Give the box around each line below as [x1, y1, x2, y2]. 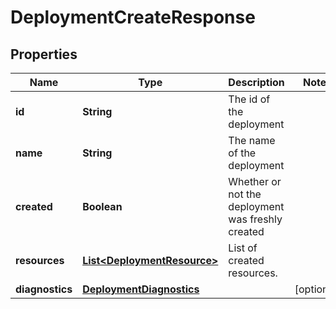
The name [228, 134, 276, 147]
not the [228, 187, 262, 201]
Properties [10, 46, 78, 63]
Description [228, 76, 285, 89]
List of [228, 241, 258, 255]
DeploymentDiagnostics [82, 282, 200, 296]
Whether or [228, 175, 282, 188]
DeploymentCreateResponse [10, 6, 256, 29]
